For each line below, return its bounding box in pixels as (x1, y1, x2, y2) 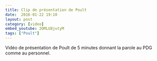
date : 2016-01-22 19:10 (5, 12, 58, 17)
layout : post (5, 17, 33, 22)
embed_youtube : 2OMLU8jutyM (5, 26, 65, 31)
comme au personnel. (5, 50, 51, 56)
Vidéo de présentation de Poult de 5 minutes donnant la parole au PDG (5, 45, 152, 50)
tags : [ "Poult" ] (5, 31, 39, 36)
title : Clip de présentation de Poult (5, 7, 87, 13)
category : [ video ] (5, 21, 44, 27)
